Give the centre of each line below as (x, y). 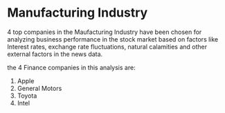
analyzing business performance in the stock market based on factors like (113, 39)
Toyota (27, 96)
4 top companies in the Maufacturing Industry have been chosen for (105, 32)
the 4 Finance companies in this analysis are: (72, 67)
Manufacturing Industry (78, 13)
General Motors (39, 88)
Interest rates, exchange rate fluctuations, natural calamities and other (107, 46)
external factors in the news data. (55, 54)
